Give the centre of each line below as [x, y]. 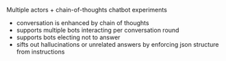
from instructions [40, 52]
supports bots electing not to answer [68, 37]
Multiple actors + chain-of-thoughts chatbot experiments [87, 10]
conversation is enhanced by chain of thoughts [83, 23]
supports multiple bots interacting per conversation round [98, 30]
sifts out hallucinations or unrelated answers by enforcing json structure [118, 44]
